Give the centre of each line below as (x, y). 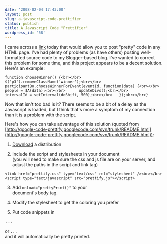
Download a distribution (37, 144)
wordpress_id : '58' (25, 33)
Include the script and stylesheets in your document (66, 154)
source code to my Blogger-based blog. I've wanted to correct (91, 58)
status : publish (22, 24)
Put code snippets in (33, 212)
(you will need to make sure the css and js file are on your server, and (84, 159)
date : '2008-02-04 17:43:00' (35, 10)
